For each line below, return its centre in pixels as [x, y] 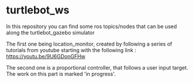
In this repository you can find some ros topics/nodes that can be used [91, 26]
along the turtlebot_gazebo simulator [50, 32]
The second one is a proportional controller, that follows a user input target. [97, 67]
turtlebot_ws [38, 10]
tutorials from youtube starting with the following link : [71, 50]
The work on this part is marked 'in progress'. [61, 74]
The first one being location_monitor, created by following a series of [89, 44]
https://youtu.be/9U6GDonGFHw [46, 56]
